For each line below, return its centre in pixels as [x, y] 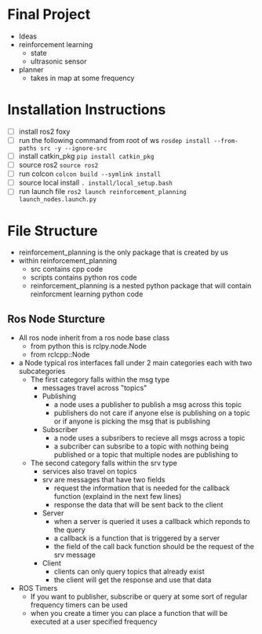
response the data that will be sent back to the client [138, 505]
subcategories [42, 372]
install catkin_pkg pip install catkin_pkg [86, 156]
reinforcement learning [56, 44]
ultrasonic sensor [58, 61]
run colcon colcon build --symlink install [90, 174]
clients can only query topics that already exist [129, 572]
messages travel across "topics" [95, 388]
